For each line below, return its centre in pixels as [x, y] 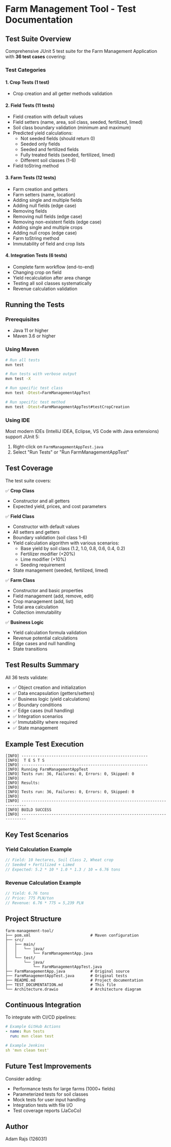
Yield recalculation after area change [52, 277]
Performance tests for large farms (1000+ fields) [64, 1088]
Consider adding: [24, 1079]
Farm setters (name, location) [44, 194]
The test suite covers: [28, 480]
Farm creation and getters [40, 189]
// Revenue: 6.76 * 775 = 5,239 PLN [44, 903]
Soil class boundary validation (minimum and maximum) [72, 128]
